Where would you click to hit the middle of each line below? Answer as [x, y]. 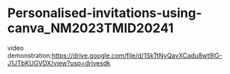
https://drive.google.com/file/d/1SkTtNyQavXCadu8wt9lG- [137, 55]
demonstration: [30, 55]
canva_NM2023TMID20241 [91, 28]
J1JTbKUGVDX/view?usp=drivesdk [59, 63]
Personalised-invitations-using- [105, 13]
